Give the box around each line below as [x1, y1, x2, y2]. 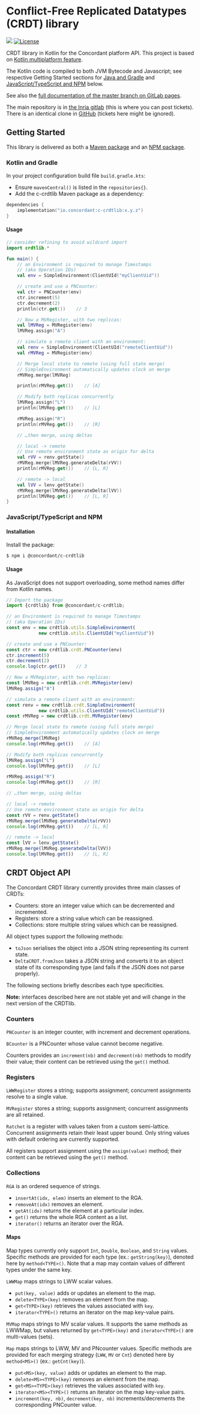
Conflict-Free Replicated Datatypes [6, 4, 187, 18]
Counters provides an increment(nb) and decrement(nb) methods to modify [6, 1052, 192, 1059]
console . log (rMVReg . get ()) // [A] [6, 740, 101, 747]
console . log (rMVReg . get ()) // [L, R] [6, 823, 109, 829]
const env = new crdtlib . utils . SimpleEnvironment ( [6, 625, 136, 631]
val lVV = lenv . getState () [17, 482, 85, 488]
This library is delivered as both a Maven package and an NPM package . [6, 143, 186, 150]
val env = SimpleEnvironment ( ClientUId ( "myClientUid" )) [17, 273, 160, 279]
